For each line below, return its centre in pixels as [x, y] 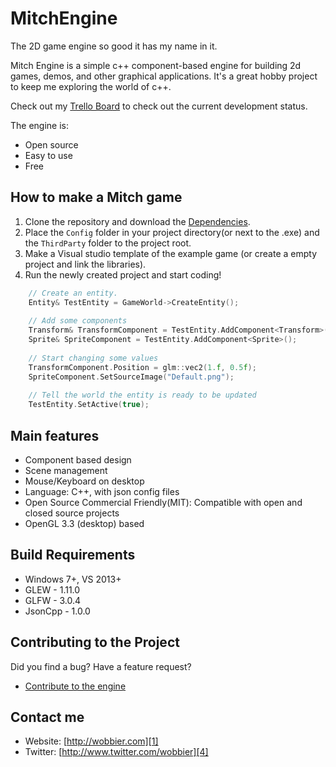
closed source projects [72, 513]
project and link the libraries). [85, 264]
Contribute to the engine [75, 686]
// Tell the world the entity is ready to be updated [142, 395]
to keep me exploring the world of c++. [91, 86]
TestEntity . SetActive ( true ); [89, 405]
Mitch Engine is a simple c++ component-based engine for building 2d [156, 65]
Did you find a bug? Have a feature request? [101, 666]
